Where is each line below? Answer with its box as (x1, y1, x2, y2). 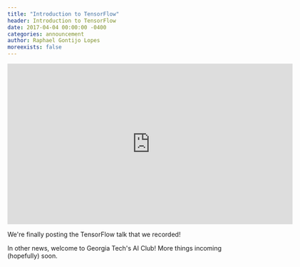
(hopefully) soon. (7, 251, 58, 260)
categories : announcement (7, 30, 84, 38)
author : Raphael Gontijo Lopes (7, 37, 100, 44)
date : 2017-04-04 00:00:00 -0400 (7, 24, 107, 31)
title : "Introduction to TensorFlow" (7, 10, 120, 18)
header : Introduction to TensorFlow (7, 17, 116, 24)
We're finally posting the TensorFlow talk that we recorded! (7, 230, 181, 238)
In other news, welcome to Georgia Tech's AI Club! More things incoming (7, 244, 222, 252)
